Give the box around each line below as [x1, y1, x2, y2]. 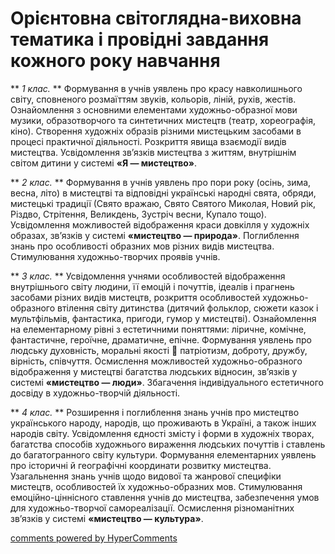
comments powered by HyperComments [10, 532, 178, 544]
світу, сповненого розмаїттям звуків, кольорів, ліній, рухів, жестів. [10, 93, 297, 105]
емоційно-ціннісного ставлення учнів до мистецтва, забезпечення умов [10, 491, 320, 503]
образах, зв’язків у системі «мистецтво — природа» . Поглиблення [10, 229, 300, 241]
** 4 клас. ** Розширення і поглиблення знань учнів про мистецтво [10, 406, 300, 418]
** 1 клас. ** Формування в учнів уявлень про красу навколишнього [10, 82, 303, 94]
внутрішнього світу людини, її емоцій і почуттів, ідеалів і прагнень [10, 280, 295, 292]
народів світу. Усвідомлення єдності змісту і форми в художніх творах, [10, 427, 315, 439]
